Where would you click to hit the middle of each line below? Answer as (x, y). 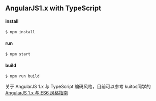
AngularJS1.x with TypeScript (53, 8)
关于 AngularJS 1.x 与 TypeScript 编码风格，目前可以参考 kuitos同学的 (78, 86)
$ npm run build (22, 76)
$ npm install (20, 32)
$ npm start (18, 54)
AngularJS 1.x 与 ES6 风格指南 (37, 92)
